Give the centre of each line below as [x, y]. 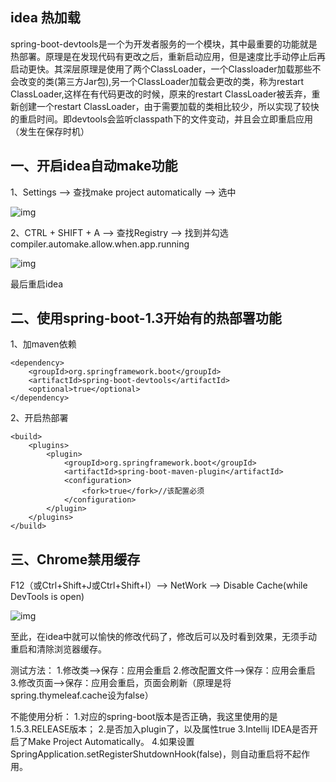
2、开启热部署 [39, 418]
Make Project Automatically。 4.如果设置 [111, 742]
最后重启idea [37, 284]
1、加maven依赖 [43, 344]
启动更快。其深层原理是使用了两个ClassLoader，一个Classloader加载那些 [161, 69]
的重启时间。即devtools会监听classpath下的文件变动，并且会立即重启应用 [162, 119]
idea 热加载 [45, 18]
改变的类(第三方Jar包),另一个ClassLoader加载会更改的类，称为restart [161, 81]
